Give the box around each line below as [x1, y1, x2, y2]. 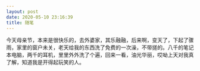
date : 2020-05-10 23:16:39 [6, 14, 73, 20]
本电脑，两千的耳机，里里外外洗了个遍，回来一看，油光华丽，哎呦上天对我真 [6, 51, 194, 59]
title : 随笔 [6, 20, 34, 25]
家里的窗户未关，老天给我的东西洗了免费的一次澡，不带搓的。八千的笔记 [16, 44, 194, 51]
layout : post [6, 8, 39, 15]
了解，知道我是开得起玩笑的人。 [6, 59, 85, 66]
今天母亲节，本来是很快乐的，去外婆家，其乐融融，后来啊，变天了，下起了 [6, 37, 189, 44]
